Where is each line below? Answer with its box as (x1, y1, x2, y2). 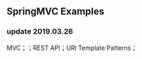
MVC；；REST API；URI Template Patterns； (6, 44, 138, 52)
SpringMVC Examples (6, 6, 105, 18)
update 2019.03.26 (6, 27, 73, 37)
